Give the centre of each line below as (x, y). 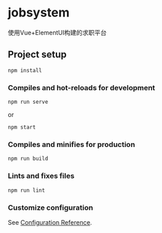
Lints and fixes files (41, 176)
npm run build (28, 159)
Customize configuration (51, 208)
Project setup (38, 55)
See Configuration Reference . (50, 222)
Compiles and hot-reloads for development (82, 87)
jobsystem (39, 13)
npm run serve (28, 102)
